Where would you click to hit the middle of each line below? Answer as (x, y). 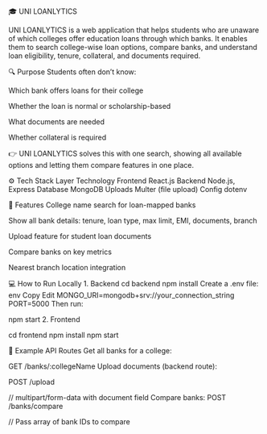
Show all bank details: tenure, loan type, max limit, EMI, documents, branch (133, 221)
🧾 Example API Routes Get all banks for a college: (90, 351)
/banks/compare (36, 406)
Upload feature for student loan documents (80, 236)
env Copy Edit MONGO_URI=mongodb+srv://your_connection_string (121, 295)
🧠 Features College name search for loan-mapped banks (102, 205)
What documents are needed (57, 122)
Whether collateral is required (58, 137)
